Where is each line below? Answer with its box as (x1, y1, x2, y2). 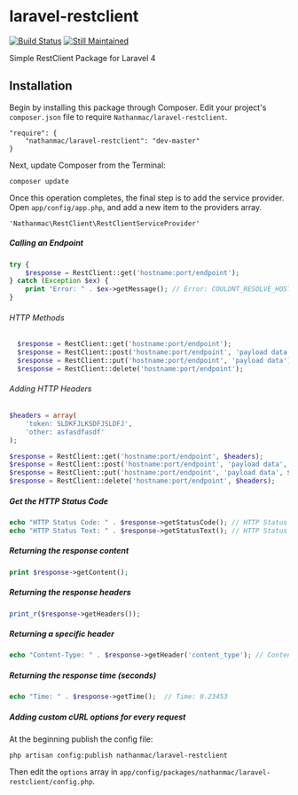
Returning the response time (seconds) (9, 670, 157, 681)
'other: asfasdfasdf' (25, 428, 105, 437)
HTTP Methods (9, 312, 65, 323)
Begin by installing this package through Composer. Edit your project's (9, 102, 267, 113)
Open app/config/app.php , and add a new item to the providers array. (9, 201, 263, 212)
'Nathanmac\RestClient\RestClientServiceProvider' (9, 219, 200, 228)
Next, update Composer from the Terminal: (9, 160, 166, 170)
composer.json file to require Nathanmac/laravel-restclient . (9, 111, 228, 122)
